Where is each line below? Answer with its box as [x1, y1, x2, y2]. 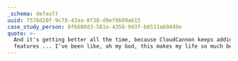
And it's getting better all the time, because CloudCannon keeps [13, 36, 214, 43]
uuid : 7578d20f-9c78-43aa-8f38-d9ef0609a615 [7, 17, 141, 24]
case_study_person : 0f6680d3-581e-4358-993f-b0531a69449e [7, 23, 182, 30]
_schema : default [7, 10, 59, 18]
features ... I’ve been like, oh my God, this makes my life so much [13, 43, 223, 50]
